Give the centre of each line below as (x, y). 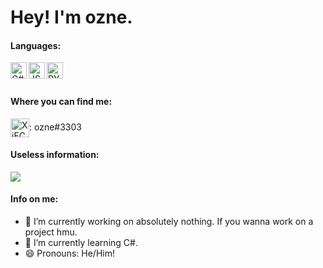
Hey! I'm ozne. (71, 17)
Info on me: (34, 199)
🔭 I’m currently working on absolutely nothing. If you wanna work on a (169, 221)
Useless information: (55, 155)
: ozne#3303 (55, 127)
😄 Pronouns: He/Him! (69, 253)
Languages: (36, 45)
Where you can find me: (61, 101)
